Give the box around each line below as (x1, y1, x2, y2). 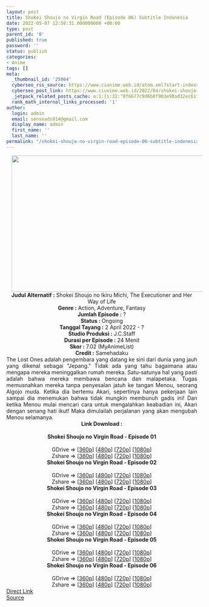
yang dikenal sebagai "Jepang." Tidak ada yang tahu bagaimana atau (6, 362, 197, 370)
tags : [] (6, 65, 28, 71)
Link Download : (81, 420, 123, 427)
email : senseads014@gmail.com (12, 116, 88, 122)
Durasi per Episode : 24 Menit (64, 336, 140, 343)
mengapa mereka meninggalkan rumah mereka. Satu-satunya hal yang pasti (6, 368, 197, 376)
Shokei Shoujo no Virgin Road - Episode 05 (47, 536, 157, 543)
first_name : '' (12, 127, 50, 133)
